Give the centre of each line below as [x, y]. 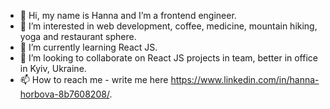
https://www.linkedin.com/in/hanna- [245, 79]
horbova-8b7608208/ [64, 94]
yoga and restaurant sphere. [78, 36]
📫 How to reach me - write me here [94, 79]
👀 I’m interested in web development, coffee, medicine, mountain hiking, [168, 26]
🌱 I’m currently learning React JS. [88, 47]
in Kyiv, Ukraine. [53, 68]
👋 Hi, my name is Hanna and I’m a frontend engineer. [128, 15]
